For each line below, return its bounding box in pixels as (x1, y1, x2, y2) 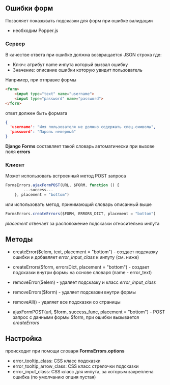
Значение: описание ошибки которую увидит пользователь (12, 67, 143, 73)
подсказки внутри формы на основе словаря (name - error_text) (12, 269, 152, 275)
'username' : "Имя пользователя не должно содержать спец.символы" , (10, 125, 156, 130)
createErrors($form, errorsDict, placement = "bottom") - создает (12, 264, 150, 270)
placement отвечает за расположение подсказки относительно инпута (5, 220, 160, 226)
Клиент (5, 161, 25, 168)
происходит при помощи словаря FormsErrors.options (5, 348, 125, 354)
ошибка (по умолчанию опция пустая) (12, 374, 96, 380)
